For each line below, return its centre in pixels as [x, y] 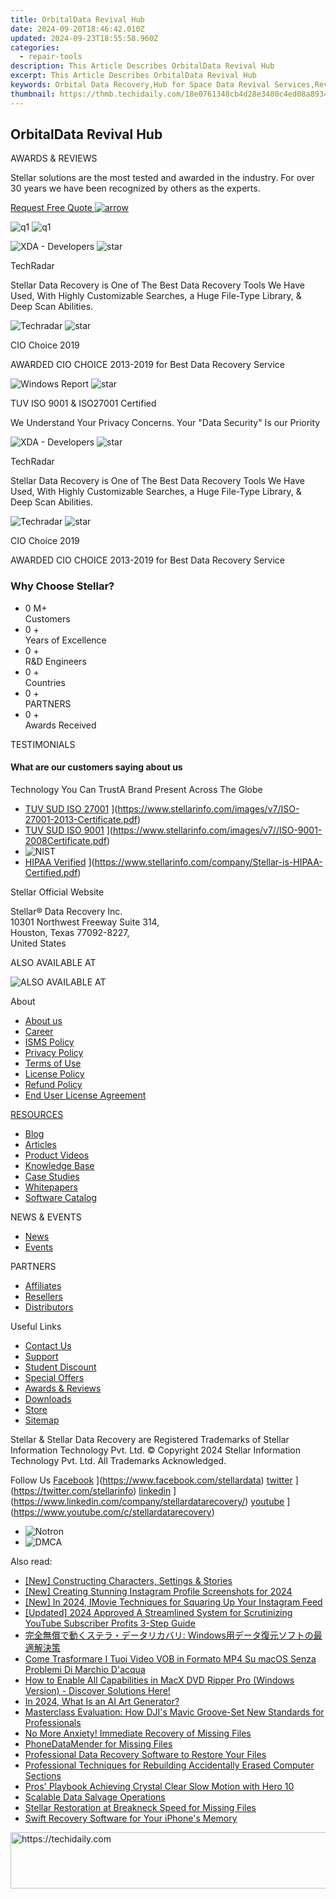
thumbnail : [33, 94]
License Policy [54, 1073]
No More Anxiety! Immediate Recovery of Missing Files [138, 1733]
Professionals [53, 1722]
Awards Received [60, 725]
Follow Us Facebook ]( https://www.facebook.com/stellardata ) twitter [151, 1480]
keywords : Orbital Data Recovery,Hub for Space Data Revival [140, 85]
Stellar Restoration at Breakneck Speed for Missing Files [140, 1807]
